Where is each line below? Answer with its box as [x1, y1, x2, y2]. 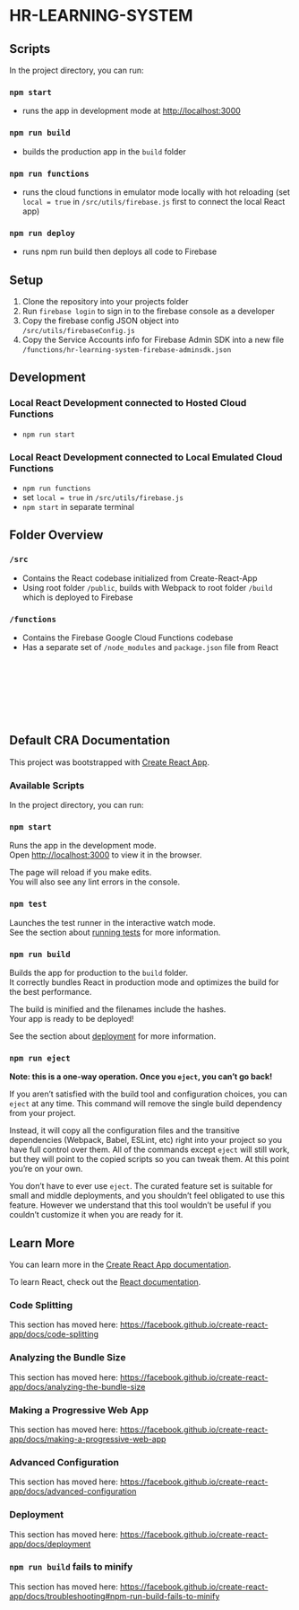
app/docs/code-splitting [9, 1329, 99, 1340]
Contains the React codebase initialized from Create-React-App [21, 572, 258, 584]
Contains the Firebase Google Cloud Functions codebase [21, 632, 234, 643]
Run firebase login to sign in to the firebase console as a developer [21, 306, 275, 316]
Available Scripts [9, 779, 85, 791]
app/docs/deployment [9, 1538, 91, 1549]
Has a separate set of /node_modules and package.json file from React [21, 641, 279, 652]
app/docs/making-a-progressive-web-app [9, 1433, 167, 1444]
